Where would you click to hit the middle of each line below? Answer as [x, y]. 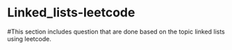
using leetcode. [30, 38]
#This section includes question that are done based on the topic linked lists [116, 32]
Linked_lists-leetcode [71, 13]
